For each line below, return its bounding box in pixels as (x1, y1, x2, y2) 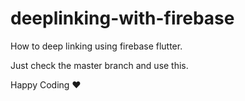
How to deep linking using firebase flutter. (10, 40, 183, 52)
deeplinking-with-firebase (10, 7, 235, 30)
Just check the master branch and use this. (10, 59, 189, 71)
